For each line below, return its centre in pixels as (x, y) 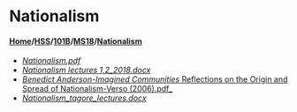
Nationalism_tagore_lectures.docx (84, 98)
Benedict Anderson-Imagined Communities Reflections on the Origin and (155, 79)
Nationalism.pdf (51, 61)
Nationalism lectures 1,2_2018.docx (86, 70)
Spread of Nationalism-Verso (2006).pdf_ (97, 89)
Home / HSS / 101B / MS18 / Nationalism (76, 41)
